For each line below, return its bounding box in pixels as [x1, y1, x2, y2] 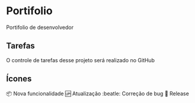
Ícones [6, 74, 32, 84]
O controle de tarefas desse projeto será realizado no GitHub [6, 56, 155, 63]
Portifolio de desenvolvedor [6, 24, 74, 31]
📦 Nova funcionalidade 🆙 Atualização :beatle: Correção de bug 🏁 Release [6, 90, 190, 97]
